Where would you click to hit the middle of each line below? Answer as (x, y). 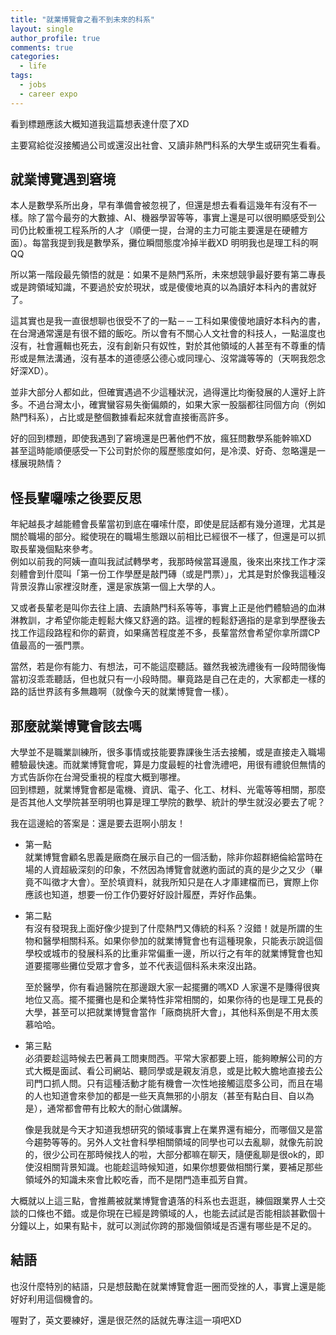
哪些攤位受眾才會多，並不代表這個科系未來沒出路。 (156, 966)
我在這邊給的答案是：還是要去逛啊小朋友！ (98, 823)
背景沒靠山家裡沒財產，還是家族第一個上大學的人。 (115, 587)
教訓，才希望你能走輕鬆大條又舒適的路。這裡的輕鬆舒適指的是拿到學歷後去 (172, 620)
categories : (35, 57)
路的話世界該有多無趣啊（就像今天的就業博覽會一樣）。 (122, 692)
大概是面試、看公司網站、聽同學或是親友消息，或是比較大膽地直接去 (174, 1071)
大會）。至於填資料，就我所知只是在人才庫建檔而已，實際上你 (193, 882)
